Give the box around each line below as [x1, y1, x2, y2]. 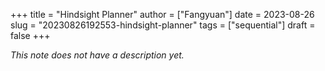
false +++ [10, 30, 51, 41]
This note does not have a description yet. [10, 49, 185, 61]
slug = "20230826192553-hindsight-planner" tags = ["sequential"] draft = [10, 19, 316, 31]
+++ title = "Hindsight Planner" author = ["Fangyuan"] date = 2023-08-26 [10, 9, 315, 20]
